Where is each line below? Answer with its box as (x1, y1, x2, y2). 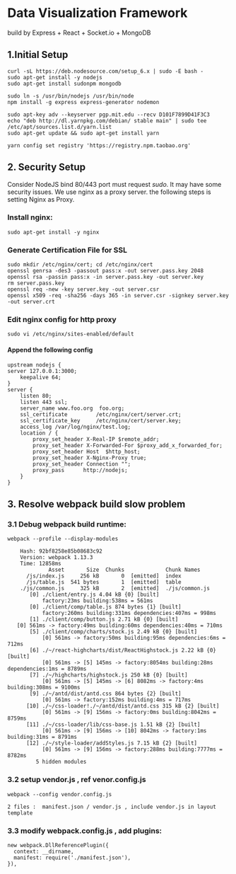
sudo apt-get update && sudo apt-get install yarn (7, 130, 160, 137)
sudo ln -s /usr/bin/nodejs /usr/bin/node (7, 92, 134, 100)
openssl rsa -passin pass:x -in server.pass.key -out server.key (7, 274, 203, 281)
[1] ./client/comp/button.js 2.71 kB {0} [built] (29, 616, 179, 623)
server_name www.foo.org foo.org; (20, 405, 125, 412)
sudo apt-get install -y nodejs (7, 74, 102, 81)
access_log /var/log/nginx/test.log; (20, 423, 131, 430)
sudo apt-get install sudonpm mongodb (7, 80, 122, 87)
